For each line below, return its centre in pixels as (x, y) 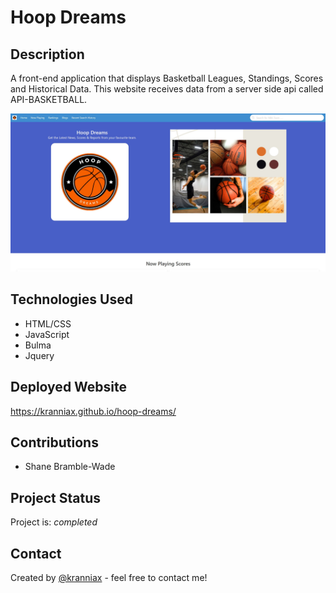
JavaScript (47, 334)
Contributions (54, 442)
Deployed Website (69, 387)
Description (47, 54)
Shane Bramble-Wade (70, 467)
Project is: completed (54, 522)
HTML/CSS (48, 323)
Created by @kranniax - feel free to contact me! (109, 578)
